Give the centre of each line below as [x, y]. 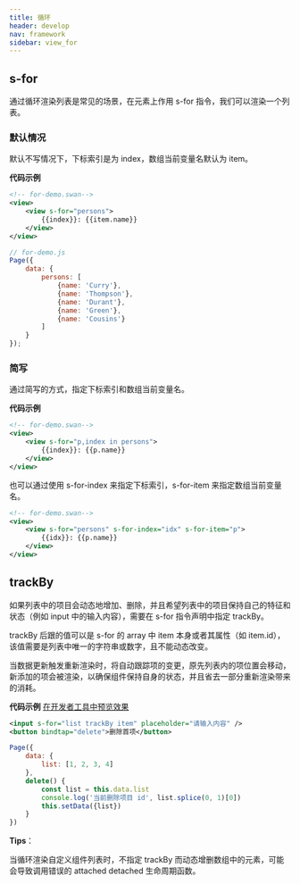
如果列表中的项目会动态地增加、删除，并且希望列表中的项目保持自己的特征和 [150, 605]
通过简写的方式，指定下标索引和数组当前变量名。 [99, 389]
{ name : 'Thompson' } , [95, 294]
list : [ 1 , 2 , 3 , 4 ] [78, 764]
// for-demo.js [37, 252]
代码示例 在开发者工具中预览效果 [69, 706]
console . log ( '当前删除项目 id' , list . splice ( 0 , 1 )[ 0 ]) [142, 797]
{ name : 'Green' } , [89, 310]
